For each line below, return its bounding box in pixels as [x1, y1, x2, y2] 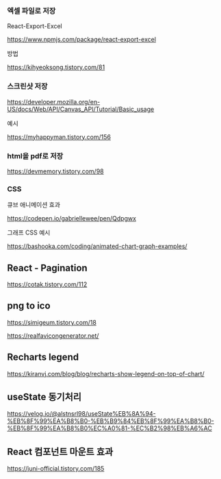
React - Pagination [7, 262, 88, 273]
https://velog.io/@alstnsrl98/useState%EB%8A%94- [7, 410, 156, 418]
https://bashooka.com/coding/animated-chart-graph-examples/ [7, 242, 187, 251]
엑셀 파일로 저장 [7, 5, 56, 15]
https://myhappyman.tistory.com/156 [7, 132, 112, 141]
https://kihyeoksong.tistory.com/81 [7, 63, 105, 71]
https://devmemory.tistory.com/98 [7, 167, 104, 175]
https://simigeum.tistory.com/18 [7, 318, 97, 326]
